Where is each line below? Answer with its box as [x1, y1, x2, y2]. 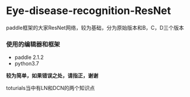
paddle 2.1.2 [14, 54, 44, 61]
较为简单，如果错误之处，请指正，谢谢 [6, 72, 98, 79]
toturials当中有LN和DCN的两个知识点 [6, 85, 95, 92]
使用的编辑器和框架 [6, 40, 60, 48]
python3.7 [14, 60, 39, 67]
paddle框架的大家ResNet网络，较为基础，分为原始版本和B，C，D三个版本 [6, 24, 184, 31]
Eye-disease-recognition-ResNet [6, 4, 171, 18]
